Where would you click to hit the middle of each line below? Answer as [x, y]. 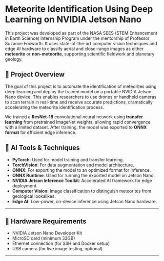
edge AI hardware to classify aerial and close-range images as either [74, 49]
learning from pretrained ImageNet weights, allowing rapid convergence [78, 122]
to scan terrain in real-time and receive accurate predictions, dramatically [79, 102]
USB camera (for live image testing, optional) [57, 249]
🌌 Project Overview [35, 75]
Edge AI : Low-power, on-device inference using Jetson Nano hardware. [84, 201]
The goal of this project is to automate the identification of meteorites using [81, 86]
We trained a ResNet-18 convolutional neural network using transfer [74, 117]
